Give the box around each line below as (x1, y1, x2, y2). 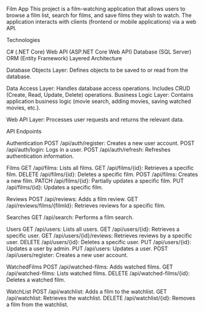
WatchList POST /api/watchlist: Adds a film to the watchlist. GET (6, 288, 167, 295)
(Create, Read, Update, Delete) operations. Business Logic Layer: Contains (6, 91, 194, 98)
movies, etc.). (6, 104, 41, 111)
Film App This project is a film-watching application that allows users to (6, 5, 186, 12)
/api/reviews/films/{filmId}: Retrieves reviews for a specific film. (6, 202, 166, 209)
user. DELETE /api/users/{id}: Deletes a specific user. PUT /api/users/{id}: (6, 239, 192, 245)
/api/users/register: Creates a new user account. (6, 251, 128, 258)
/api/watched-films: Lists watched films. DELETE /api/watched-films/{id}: (6, 270, 190, 276)
